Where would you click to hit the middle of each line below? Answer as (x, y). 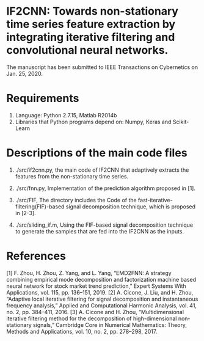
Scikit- (181, 122)
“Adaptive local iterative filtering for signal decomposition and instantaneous (102, 299)
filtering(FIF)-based (40, 207)
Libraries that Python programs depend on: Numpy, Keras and (93, 122)
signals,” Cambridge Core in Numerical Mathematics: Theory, (110, 324)
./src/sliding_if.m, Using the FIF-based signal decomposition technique (104, 225)
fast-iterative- (155, 200)
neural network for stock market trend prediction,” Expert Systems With (96, 286)
